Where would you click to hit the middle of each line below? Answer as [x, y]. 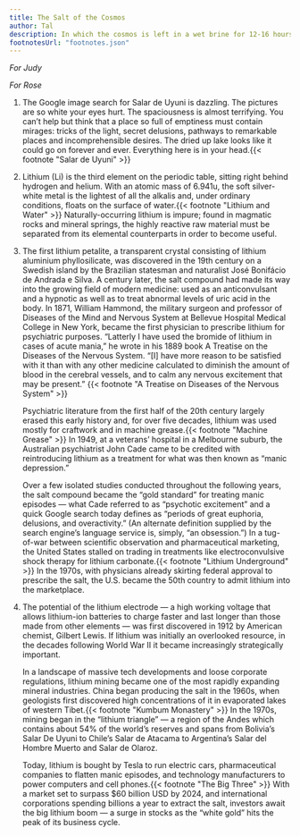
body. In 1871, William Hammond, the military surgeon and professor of [152, 308]
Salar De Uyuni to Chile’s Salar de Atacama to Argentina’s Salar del [144, 739]
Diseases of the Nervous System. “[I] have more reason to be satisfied [152, 356]
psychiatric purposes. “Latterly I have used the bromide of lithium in [147, 337]
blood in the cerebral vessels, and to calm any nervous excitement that [152, 375]
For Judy [26, 68]
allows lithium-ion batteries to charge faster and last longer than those [151, 617]
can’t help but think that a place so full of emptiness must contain [142, 122]
